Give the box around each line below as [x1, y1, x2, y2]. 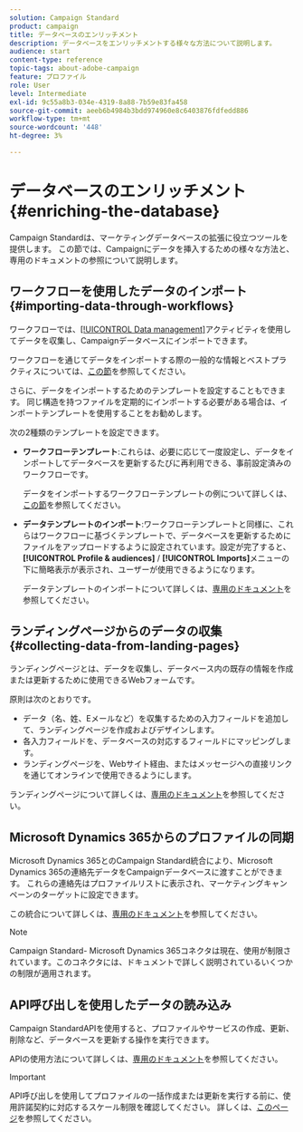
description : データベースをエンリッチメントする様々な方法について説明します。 [9, 38, 277, 48]
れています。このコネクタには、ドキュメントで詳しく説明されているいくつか [9, 957, 294, 968]
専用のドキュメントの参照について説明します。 [9, 255, 184, 266]
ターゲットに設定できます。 [40, 889, 143, 900]
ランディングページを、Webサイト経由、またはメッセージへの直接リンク [22, 759, 293, 769]
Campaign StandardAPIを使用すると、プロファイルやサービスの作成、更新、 [9, 1023, 294, 1034]
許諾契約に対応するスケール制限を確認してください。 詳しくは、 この [16, 1102, 273, 1113]
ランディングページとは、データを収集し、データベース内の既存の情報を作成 [9, 663, 294, 674]
